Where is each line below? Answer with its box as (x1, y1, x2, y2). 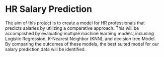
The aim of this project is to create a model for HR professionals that (5, 20, 145, 26)
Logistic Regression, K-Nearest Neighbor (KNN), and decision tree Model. (5, 36, 156, 42)
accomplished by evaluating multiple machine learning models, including (5, 30, 154, 36)
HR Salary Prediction (5, 3, 92, 15)
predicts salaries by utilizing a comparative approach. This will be (5, 25, 139, 31)
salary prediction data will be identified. (5, 46, 86, 52)
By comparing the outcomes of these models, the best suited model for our (5, 41, 159, 47)
